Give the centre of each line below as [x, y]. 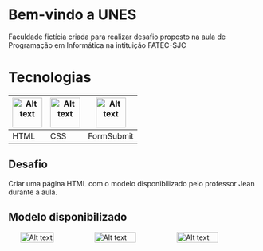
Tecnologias [50, 78]
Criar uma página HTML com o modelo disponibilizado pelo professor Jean [131, 183]
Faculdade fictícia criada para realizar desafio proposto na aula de [117, 37]
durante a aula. [33, 192]
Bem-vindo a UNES [73, 15]
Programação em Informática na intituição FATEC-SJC [97, 45]
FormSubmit [111, 135]
